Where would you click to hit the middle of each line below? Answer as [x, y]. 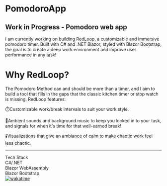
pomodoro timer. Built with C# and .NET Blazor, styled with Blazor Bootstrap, [83, 44]
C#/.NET [14, 163]
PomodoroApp [36, 9]
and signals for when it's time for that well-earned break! [63, 126]
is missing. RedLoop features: [36, 99]
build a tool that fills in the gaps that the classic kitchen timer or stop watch [82, 94]
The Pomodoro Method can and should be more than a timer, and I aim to [80, 89]
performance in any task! [31, 55]
